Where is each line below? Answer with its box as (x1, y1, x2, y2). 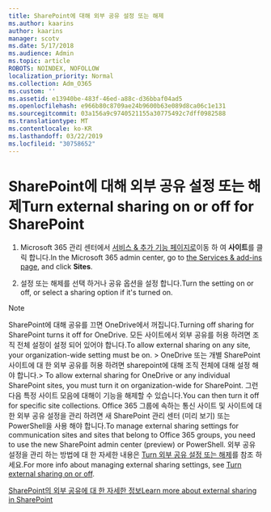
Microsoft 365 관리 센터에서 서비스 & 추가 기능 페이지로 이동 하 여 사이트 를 (19, 243, 255, 252)
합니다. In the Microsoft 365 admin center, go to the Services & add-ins (28, 252, 263, 263)
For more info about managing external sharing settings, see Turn (23, 460, 242, 470)
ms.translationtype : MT (8, 117, 89, 125)
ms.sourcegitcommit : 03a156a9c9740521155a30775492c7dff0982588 (8, 110, 227, 118)
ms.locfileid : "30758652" (8, 139, 95, 148)
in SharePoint (8, 495, 53, 505)
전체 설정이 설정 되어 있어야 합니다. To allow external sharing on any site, (16, 341, 251, 350)
